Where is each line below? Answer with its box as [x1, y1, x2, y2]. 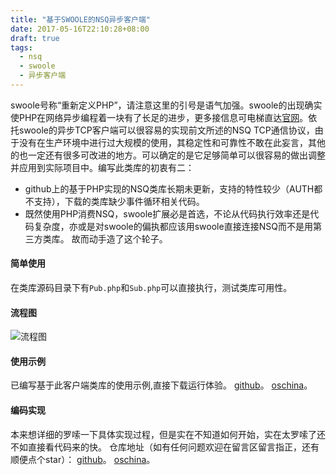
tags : [10, 42, 33, 53]
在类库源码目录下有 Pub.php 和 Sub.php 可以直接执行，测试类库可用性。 [10, 282, 293, 294]
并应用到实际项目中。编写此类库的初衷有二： [10, 161, 195, 173]
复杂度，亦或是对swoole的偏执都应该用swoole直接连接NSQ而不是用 [33, 220, 313, 232]
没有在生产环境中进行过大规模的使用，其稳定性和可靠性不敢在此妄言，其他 [18, 136, 326, 148]
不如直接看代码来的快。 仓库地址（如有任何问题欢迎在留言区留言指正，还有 [10, 441, 320, 453]
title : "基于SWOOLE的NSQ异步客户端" [10, 14, 152, 25]
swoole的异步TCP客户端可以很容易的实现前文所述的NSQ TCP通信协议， [18, 124, 315, 136]
